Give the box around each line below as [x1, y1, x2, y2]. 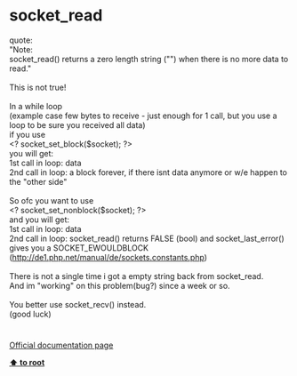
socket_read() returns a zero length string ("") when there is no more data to [9, 53, 289, 64]
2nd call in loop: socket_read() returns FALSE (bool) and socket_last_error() [9, 233, 285, 244]
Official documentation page [9, 340, 114, 351]
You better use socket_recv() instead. [9, 299, 147, 309]
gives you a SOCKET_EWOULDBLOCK [9, 242, 149, 253]
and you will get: [9, 214, 69, 225]
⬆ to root [9, 357, 45, 368]
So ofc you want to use [9, 195, 94, 205]
